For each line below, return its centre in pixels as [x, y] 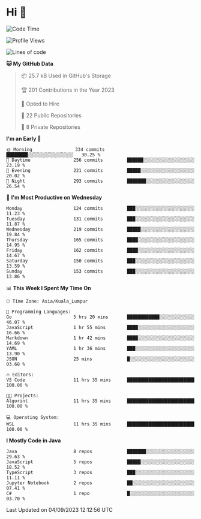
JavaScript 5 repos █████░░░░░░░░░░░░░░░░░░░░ [100, 462]
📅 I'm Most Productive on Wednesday [54, 197]
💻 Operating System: [33, 417]
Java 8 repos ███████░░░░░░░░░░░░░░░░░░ [100, 451]
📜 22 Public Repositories [51, 115]
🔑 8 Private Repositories [51, 127]
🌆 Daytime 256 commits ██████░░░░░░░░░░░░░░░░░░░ [100, 160]
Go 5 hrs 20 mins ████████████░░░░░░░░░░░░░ [100, 317]
